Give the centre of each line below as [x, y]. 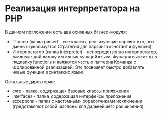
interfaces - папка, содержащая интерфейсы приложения [72, 96]
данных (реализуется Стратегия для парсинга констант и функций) [82, 46]
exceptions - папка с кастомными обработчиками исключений [77, 101]
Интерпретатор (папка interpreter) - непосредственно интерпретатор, [85, 52]
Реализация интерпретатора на [73, 8]
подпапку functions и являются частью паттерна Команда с [74, 62]
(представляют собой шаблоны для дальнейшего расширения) [78, 106]
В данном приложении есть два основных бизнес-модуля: [66, 32]
